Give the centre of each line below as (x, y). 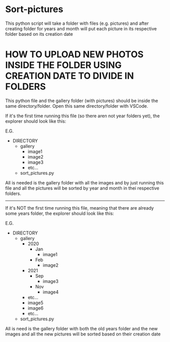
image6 (36, 308)
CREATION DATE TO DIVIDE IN (70, 76)
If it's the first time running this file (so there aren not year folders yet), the (83, 116)
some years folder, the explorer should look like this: (60, 213)
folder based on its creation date (39, 34)
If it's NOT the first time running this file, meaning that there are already (80, 208)
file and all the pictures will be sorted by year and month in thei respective (82, 188)
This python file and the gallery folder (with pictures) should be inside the (82, 101)
